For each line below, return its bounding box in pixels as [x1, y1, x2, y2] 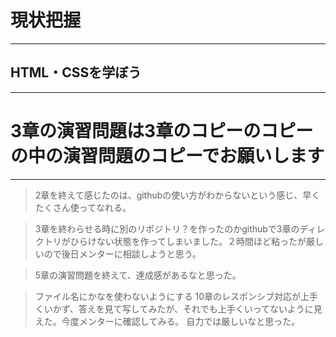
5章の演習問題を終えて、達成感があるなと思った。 [34, 269, 242, 281]
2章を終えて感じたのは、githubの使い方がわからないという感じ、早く [34, 189, 321, 201]
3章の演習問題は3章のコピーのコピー [10, 119, 314, 142]
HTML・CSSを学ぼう [10, 64, 142, 81]
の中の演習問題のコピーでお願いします [10, 144, 325, 167]
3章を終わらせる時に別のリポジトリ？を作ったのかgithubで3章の [34, 222, 300, 235]
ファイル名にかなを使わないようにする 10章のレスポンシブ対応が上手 [34, 290, 319, 302]
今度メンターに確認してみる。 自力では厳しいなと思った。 [61, 315, 301, 327]
